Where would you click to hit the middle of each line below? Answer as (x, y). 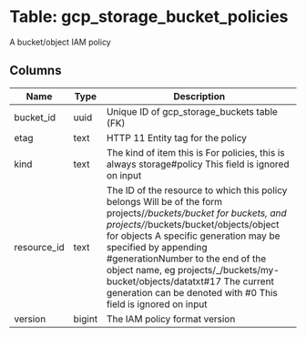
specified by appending (157, 247)
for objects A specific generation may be (193, 236)
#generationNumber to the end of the (186, 259)
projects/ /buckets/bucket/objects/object (193, 224)
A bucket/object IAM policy (60, 42)
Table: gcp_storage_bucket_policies (149, 17)
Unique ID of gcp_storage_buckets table (192, 111)
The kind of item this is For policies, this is (195, 152)
